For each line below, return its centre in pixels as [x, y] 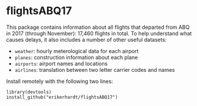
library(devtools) [29, 92]
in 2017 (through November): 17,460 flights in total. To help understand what [99, 33]
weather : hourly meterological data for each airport [77, 51]
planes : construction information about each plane [76, 57]
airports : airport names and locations [61, 64]
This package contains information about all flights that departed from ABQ [98, 27]
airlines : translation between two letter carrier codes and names [95, 69]
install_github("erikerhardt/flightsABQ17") [62, 97]
